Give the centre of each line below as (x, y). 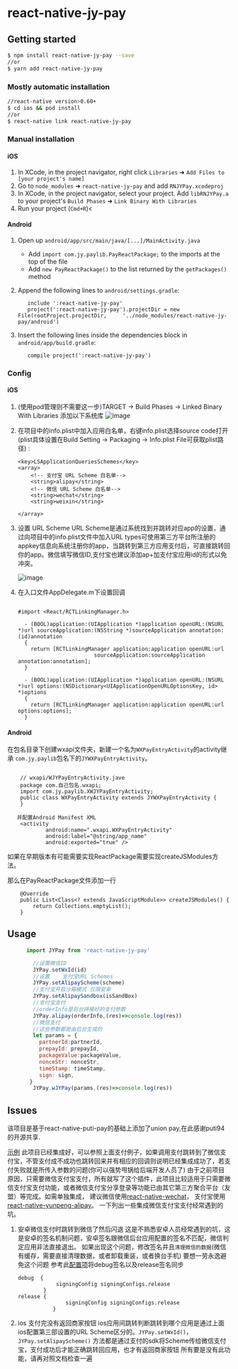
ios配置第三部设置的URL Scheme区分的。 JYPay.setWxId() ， (105, 1332)
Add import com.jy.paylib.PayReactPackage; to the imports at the (124, 254)
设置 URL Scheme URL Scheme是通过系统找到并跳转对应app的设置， (118, 528)
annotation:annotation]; (54, 661)
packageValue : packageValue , (80, 1056)
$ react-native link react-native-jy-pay (69, 121)
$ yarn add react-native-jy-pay (55, 69)
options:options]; (45, 711)
